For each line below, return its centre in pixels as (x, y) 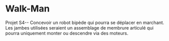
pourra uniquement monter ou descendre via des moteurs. (67, 33)
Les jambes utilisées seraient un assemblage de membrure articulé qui (80, 27)
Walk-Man (28, 9)
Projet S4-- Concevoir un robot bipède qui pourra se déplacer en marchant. (85, 22)
